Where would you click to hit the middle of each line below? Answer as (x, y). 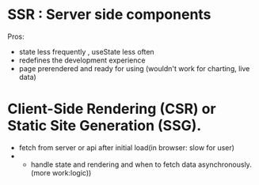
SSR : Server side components (109, 15)
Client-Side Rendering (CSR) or (112, 109)
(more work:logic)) (61, 172)
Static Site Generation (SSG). (105, 126)
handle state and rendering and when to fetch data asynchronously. (141, 164)
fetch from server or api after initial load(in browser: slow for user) (127, 147)
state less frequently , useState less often (87, 51)
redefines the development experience (82, 60)
